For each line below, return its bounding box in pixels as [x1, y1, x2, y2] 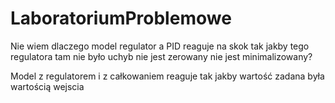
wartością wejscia [10, 80, 85, 92]
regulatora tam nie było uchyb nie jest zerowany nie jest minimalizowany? [10, 50, 313, 62]
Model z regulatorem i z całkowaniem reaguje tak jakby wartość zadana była [10, 70, 325, 82]
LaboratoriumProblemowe [10, 7, 232, 30]
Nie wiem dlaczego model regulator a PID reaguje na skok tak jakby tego [10, 40, 310, 52]
